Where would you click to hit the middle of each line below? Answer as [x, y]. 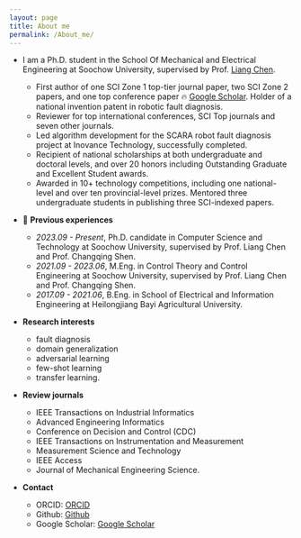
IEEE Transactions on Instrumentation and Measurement [140, 442]
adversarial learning [72, 359]
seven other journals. [75, 126]
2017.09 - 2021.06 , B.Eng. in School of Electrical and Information [155, 295]
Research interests [58, 322]
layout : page [34, 18]
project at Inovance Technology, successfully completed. [142, 145]
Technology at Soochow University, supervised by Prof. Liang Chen [160, 247]
